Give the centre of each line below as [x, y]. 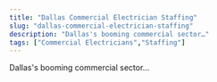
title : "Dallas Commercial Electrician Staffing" [104, 17]
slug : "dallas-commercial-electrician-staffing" [101, 26]
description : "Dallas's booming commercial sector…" [109, 34]
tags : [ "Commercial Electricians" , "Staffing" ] [97, 42]
